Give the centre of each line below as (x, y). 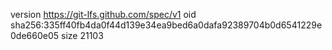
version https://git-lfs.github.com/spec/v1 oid (103, 14)
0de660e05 (35, 35)
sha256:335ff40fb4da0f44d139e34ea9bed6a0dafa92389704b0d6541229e (166, 25)
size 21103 (82, 35)
